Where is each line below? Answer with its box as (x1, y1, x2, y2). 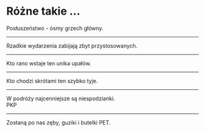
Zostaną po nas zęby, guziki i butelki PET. (6, 119, 111, 126)
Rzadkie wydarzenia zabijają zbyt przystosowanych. (6, 42, 138, 50)
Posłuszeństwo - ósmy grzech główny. (6, 24, 104, 32)
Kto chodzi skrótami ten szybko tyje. (6, 77, 98, 84)
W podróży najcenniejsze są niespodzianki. (6, 95, 115, 102)
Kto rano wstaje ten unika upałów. (6, 59, 92, 67)
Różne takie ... (6, 4, 81, 18)
